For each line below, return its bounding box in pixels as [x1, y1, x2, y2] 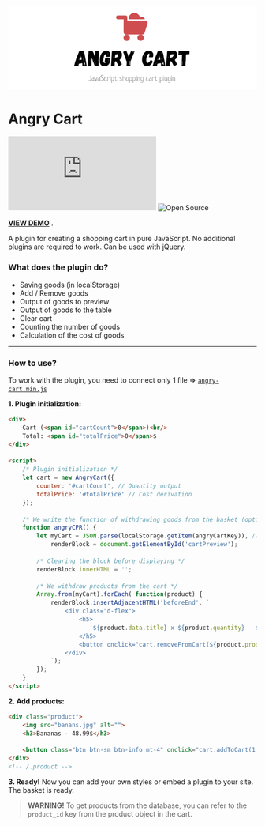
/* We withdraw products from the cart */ [36, 582, 178, 590]
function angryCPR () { [22, 524, 97, 532]
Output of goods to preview [19, 296, 110, 306]
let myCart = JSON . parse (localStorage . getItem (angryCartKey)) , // [36, 532, 259, 540]
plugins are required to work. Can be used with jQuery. [8, 242, 186, 251]
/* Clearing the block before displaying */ [36, 556, 185, 565]
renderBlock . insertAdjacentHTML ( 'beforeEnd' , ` [50, 599, 211, 607]
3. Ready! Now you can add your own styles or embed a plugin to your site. [8, 777, 254, 786]
